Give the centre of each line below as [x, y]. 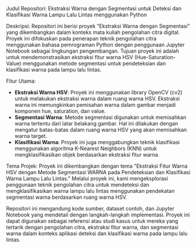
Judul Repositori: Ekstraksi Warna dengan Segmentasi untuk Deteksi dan [94, 9]
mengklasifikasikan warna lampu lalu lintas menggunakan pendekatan [90, 191]
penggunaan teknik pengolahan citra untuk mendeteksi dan [78, 185]
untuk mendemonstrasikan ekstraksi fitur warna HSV [70, 57]
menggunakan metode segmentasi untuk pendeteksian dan [94, 63]
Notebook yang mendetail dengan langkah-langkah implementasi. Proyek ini [98, 215]
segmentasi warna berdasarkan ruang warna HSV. [67, 197]
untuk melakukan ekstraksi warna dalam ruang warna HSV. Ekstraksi [97, 98]
